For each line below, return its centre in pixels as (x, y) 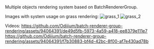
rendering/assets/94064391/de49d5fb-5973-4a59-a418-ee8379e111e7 (76, 31)
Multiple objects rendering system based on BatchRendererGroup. (71, 7)
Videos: (13, 26)
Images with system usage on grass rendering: (52, 16)
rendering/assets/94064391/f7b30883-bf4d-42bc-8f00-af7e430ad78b (77, 41)
